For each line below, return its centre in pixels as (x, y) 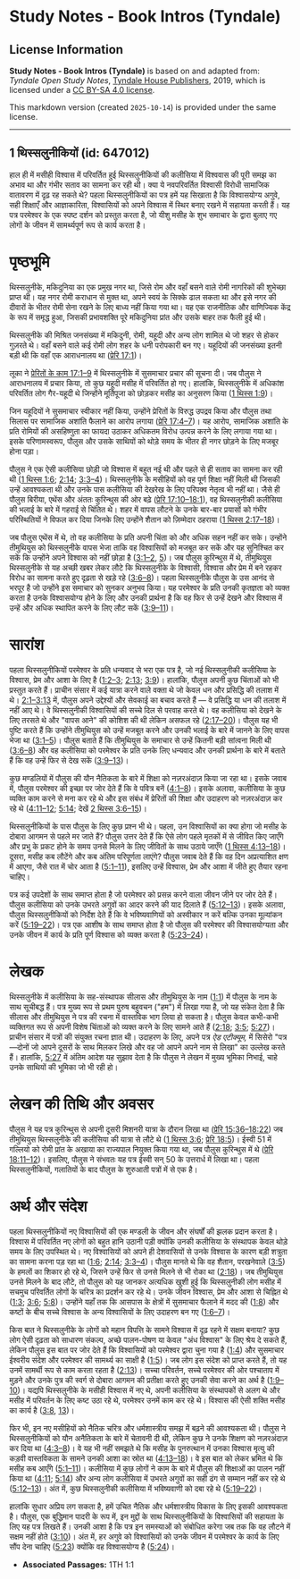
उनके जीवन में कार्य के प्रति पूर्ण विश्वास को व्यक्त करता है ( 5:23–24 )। (109, 934)
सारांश (27, 644)
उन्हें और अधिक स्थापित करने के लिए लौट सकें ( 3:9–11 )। (92, 608)
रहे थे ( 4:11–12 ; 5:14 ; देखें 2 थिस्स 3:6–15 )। (78, 808)
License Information (66, 50)
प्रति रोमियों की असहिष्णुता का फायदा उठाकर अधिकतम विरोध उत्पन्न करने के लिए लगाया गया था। (144, 431)
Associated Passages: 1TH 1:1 (78, 1564)
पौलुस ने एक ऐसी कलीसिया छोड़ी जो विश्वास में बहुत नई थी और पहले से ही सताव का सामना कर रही (146, 469)
